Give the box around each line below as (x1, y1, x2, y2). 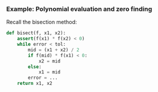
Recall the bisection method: (6, 19, 77, 26)
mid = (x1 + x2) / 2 (28, 47, 80, 53)
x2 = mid (38, 58, 61, 64)
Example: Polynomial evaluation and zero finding (6, 5, 153, 13)
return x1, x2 (17, 81, 52, 87)
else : (28, 64, 42, 70)
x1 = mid (38, 69, 61, 75)
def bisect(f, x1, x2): (6, 30, 66, 36)
